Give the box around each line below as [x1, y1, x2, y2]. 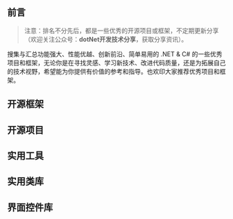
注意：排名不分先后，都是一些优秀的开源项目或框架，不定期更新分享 [24, 26, 219, 35]
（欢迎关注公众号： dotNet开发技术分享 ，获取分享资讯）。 [24, 35, 188, 43]
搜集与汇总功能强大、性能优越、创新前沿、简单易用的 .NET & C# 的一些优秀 [7, 49, 223, 58]
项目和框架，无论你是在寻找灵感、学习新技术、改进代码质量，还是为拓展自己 [7, 58, 226, 67]
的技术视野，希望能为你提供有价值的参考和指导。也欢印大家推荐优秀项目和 [7, 67, 220, 75]
